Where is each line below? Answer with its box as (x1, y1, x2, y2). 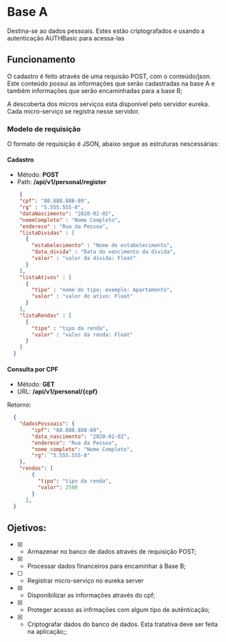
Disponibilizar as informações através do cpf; (27, 591, 155, 600)
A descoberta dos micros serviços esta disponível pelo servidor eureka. (7, 100, 210, 108)
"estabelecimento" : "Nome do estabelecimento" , (32, 242, 173, 249)
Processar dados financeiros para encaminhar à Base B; (27, 562, 186, 570)
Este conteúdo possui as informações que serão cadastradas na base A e (7, 79, 215, 88)
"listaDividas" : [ (19, 229, 75, 236)
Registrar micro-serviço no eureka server (27, 576, 144, 585)
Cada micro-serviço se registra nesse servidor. (7, 107, 140, 115)
